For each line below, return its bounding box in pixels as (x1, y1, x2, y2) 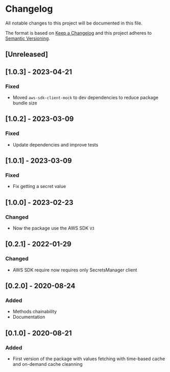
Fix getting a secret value (12, 183, 66, 190)
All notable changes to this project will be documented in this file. (5, 20, 143, 26)
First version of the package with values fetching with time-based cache (12, 356, 165, 362)
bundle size (12, 100, 37, 106)
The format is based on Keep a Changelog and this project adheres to (5, 30, 152, 36)
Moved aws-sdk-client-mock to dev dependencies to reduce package (12, 95, 159, 101)
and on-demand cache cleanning (12, 361, 83, 367)
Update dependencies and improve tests (12, 142, 99, 148)
